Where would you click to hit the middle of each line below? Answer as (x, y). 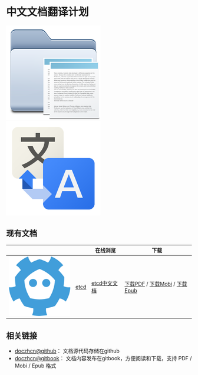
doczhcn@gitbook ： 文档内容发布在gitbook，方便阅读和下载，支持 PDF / (103, 358)
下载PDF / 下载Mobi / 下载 (156, 284)
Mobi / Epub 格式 (35, 366)
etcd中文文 (104, 283)
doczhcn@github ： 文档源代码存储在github (67, 351)
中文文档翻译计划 (48, 12)
